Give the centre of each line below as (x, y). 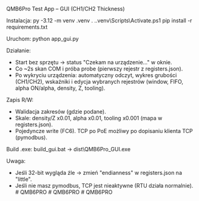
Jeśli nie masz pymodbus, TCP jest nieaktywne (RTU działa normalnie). (104, 186)
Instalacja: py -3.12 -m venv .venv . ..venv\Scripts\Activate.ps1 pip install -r (99, 20)
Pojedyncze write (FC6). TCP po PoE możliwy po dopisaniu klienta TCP (104, 131)
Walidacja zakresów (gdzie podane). (60, 111)
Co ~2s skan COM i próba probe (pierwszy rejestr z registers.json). (99, 69)
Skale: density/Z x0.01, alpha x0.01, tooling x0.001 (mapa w (89, 118)
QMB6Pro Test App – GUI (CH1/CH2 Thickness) (66, 9)
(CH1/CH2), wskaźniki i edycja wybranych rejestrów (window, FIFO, (99, 82)
